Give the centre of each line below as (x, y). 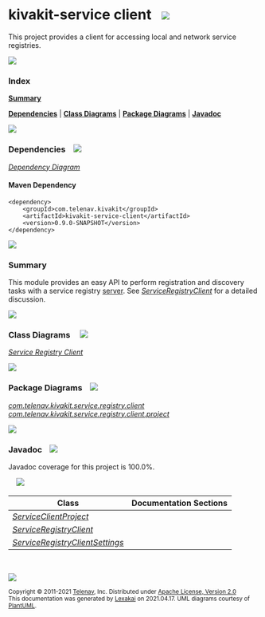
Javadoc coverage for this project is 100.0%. (82, 467)
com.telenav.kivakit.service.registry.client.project (89, 413)
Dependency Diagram (45, 167)
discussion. (27, 299)
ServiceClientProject (51, 516)
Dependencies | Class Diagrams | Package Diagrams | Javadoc (115, 114)
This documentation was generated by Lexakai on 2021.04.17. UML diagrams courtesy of (129, 599)
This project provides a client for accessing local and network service (123, 37)
